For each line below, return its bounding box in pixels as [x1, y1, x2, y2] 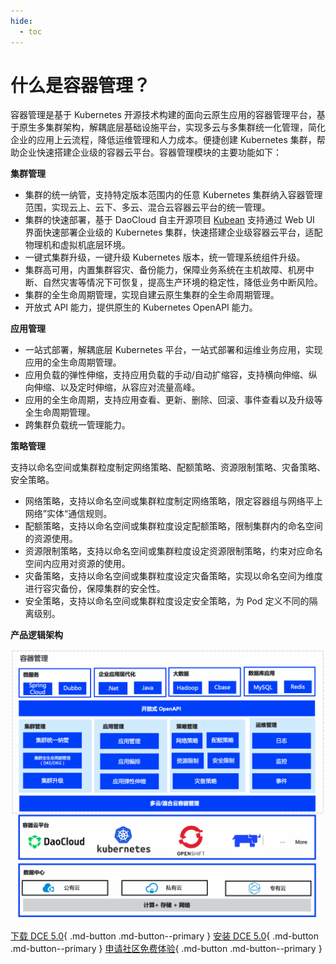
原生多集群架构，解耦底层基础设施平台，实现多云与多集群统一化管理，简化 [18, 121, 326, 134]
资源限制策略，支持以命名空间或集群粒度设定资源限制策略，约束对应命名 [24, 545, 323, 557]
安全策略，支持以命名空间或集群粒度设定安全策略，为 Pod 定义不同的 [24, 595, 310, 607]
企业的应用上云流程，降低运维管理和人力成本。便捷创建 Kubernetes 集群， [10, 134, 317, 146]
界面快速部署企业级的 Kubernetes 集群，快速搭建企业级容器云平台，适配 [24, 226, 323, 239]
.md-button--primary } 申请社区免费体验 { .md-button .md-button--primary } [10, 942, 323, 954]
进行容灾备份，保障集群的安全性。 [24, 583, 166, 595]
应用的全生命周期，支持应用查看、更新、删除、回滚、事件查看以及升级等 [24, 394, 323, 406]
